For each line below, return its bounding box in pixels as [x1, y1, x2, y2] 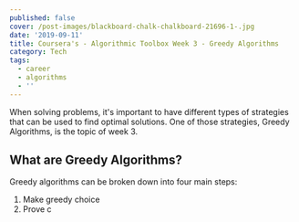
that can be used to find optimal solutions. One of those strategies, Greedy [9, 116, 290, 127]
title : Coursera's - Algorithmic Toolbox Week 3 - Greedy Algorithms [9, 38, 280, 48]
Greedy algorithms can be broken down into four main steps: [9, 176, 238, 187]
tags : [9, 56, 30, 65]
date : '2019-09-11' [9, 30, 84, 39]
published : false [9, 13, 76, 23]
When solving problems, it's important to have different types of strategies [9, 106, 289, 117]
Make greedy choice [22, 194, 100, 206]
